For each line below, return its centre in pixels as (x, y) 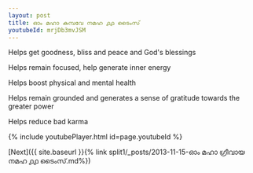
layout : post (29, 15)
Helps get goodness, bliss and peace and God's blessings (102, 53)
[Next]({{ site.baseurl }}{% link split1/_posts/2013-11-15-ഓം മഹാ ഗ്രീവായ (126, 152)
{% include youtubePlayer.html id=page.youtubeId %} (95, 137)
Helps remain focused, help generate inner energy (90, 68)
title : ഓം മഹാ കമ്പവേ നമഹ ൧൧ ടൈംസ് (74, 23)
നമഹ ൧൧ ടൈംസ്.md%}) (49, 161)
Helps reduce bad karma (48, 122)
